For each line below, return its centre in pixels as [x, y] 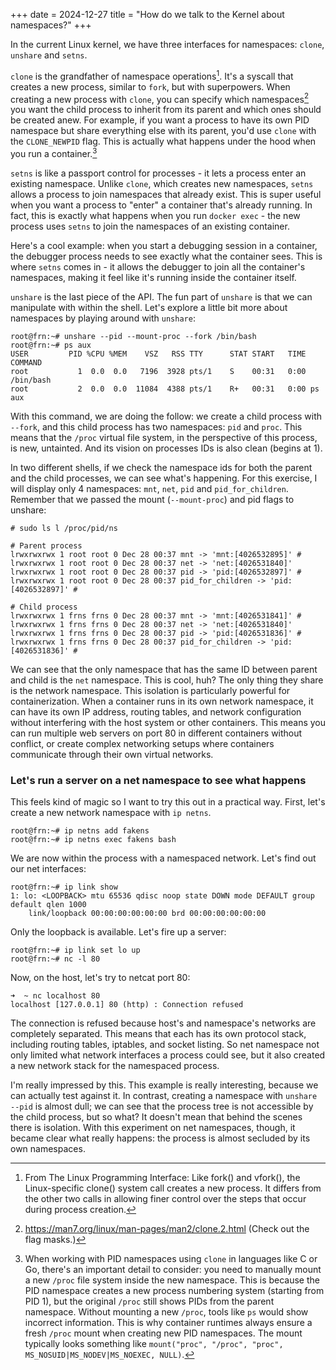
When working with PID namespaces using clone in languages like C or [171, 1259]
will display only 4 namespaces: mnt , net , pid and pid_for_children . [149, 488]
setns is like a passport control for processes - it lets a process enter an [158, 173]
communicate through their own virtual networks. [112, 754]
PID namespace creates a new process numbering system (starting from [174, 1291]
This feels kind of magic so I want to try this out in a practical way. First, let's [168, 802]
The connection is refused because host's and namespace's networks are [163, 1023]
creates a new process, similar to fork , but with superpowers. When [150, 86]
